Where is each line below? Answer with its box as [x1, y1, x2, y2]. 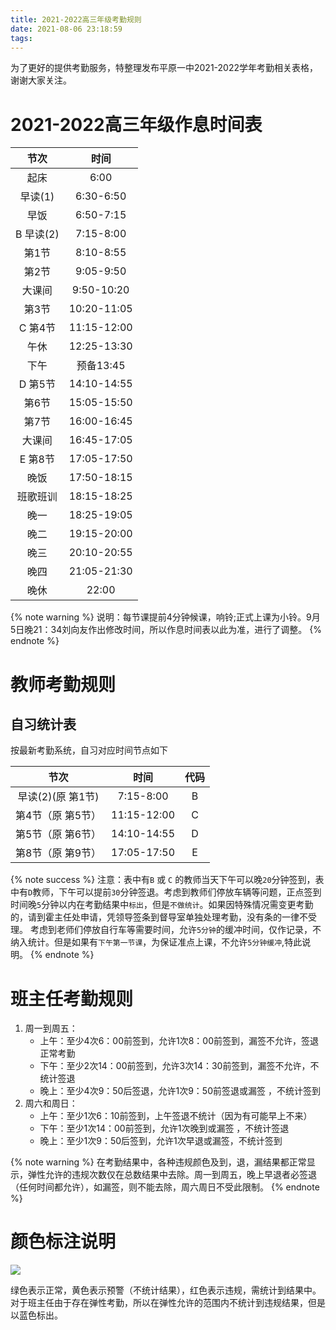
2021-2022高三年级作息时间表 [10, 113, 263, 136]
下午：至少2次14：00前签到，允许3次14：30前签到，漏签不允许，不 [39, 1060, 320, 1072]
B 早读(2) [15, 227, 60, 241]
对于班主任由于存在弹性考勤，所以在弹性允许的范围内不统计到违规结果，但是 [10, 1297, 326, 1309]
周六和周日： [24, 1097, 78, 1110]
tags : [10, 33, 33, 43]
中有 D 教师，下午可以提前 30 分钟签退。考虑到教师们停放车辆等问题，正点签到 [10, 886, 322, 898]
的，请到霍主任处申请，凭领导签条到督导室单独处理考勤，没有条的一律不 [10, 911, 308, 923]
